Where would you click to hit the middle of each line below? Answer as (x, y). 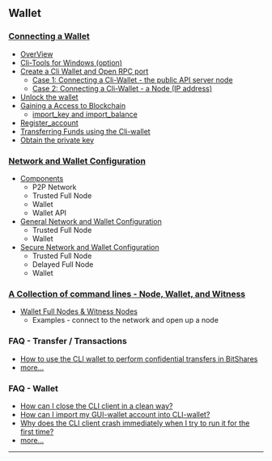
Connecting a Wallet (49, 36)
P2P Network (54, 187)
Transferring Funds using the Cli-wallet (85, 131)
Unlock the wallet (49, 97)
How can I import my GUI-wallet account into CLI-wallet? (115, 414)
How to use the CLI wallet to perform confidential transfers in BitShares (139, 358)
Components (42, 178)
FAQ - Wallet (33, 388)
